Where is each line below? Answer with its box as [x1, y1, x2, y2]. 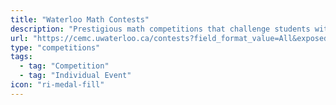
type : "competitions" [10, 42, 101, 53]
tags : [10, 52, 33, 62]
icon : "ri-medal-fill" [10, 80, 105, 90]
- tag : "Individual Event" [19, 71, 132, 81]
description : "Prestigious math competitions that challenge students [10, 24, 311, 34]
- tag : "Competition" [19, 61, 110, 71]
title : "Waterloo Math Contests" [10, 14, 150, 25]
